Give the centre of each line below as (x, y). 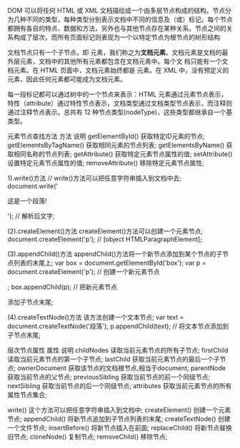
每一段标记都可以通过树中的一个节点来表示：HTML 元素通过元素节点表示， (117, 94)
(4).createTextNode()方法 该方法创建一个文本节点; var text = (96, 317)
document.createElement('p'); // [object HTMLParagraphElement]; (105, 239)
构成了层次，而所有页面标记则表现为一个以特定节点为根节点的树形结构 (116, 37)
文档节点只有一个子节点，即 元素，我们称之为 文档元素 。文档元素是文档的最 (118, 52)
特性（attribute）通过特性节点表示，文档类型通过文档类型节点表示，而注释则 (120, 103)
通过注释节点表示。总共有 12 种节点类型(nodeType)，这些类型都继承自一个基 (120, 112)
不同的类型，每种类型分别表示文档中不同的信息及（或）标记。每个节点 (129, 19)
